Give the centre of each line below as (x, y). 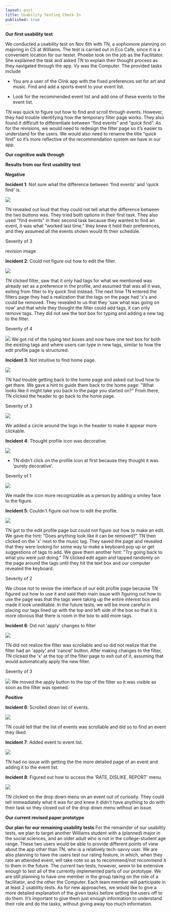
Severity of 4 (19, 329)
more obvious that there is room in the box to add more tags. (69, 616)
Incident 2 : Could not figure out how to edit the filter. (61, 261)
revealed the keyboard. (30, 569)
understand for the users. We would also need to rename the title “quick (81, 134)
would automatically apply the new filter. (48, 662)
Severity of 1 (18, 476)
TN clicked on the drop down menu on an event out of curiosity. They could (85, 797)
